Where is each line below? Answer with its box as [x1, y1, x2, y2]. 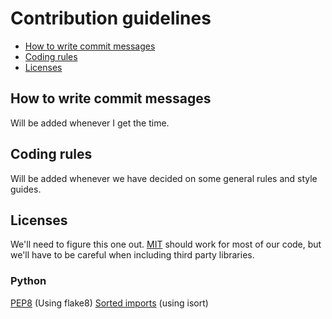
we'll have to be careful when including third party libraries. [10, 249, 255, 261]
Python [10, 274, 47, 288]
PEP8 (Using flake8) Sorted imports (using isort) [10, 297, 209, 309]
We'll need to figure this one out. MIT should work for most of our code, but [10, 238, 322, 251]
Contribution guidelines [10, 7, 212, 30]
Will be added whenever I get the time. [10, 117, 170, 129]
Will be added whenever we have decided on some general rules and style [10, 172, 318, 184]
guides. [10, 183, 42, 195]
